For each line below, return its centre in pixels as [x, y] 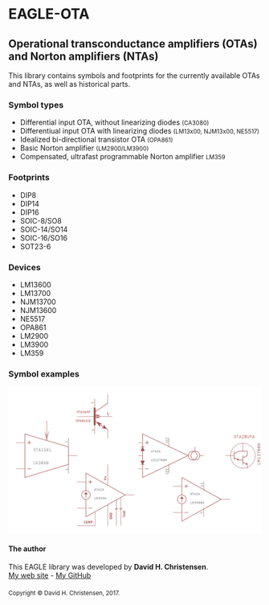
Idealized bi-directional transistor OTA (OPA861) [96, 140]
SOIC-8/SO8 [41, 220]
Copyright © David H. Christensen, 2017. [64, 593]
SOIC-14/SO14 [44, 229]
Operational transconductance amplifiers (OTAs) [133, 44]
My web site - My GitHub [50, 575]
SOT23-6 [35, 246]
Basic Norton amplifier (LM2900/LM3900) [84, 148]
